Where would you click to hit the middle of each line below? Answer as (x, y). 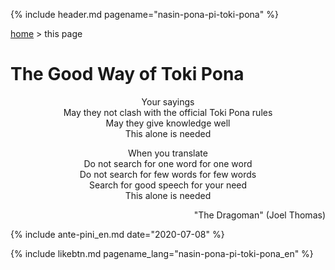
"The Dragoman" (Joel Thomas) (259, 215)
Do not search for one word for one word (168, 163)
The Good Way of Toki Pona (127, 74)
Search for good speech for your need (168, 185)
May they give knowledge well (168, 123)
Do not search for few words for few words (168, 174)
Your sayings (168, 101)
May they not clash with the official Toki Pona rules (168, 112)
